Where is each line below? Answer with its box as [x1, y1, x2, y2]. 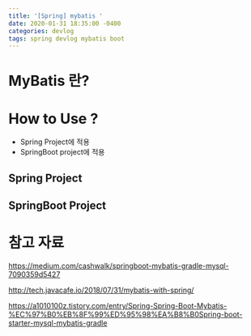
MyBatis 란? [8, 72, 90, 90]
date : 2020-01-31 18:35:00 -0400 [8, 19, 121, 28]
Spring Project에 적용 [19, 137, 91, 147]
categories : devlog [8, 27, 74, 35]
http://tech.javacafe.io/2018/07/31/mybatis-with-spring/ [8, 285, 194, 296]
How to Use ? [8, 109, 99, 128]
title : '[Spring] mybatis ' [8, 11, 104, 20]
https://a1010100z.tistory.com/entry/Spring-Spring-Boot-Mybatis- [8, 301, 228, 311]
